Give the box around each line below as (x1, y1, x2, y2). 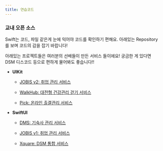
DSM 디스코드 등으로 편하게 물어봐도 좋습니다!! (5, 59, 94, 65)
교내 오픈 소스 (5, 24, 36, 31)
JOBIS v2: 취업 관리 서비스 (19, 79, 71, 85)
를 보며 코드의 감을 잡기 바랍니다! (5, 42, 68, 48)
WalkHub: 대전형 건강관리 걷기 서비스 (19, 89, 92, 95)
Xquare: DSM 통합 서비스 (19, 140, 69, 146)
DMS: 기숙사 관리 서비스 (19, 120, 66, 126)
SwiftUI (12, 109, 28, 115)
